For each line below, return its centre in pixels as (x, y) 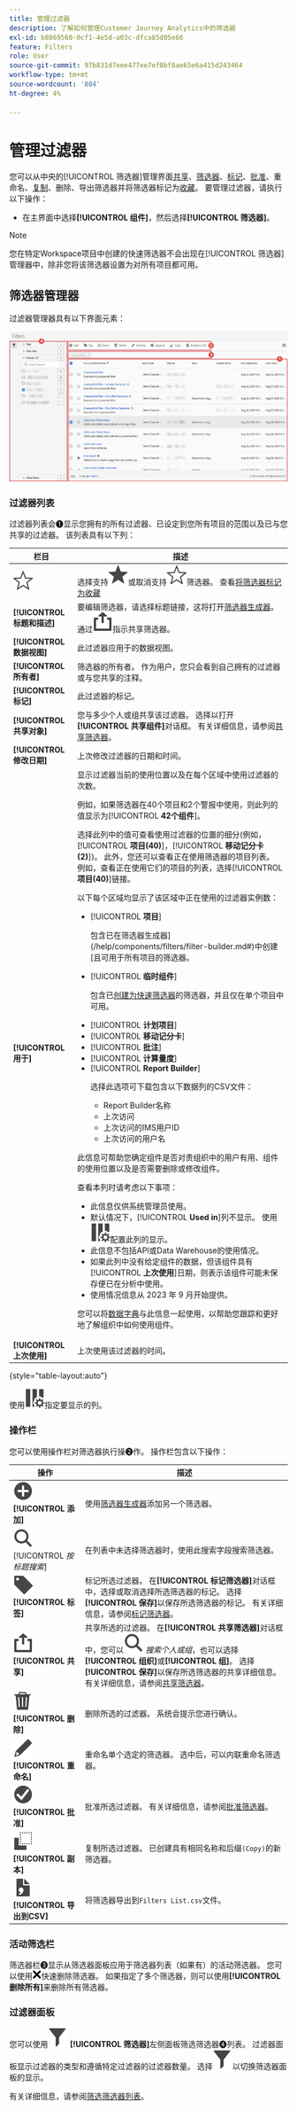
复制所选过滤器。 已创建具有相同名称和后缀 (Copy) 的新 (183, 1848)
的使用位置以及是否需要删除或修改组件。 (150, 1168)
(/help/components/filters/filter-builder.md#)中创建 (184, 946)
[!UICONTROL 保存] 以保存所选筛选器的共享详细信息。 (183, 1672)
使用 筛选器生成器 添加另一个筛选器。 (150, 1503)
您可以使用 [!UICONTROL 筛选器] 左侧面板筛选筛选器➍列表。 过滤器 (142, 2044)
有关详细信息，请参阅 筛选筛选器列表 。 (79, 2097)
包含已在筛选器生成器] (130, 935)
